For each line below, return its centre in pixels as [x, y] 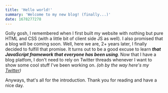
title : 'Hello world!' [29, 10]
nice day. [15, 85]
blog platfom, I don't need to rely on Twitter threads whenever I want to [78, 60]
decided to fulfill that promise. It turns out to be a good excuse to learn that [83, 49]
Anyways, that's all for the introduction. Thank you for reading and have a [81, 80]
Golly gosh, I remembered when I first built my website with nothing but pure [84, 33]
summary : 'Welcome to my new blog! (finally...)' [58, 14]
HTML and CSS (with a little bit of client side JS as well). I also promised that [84, 38]
